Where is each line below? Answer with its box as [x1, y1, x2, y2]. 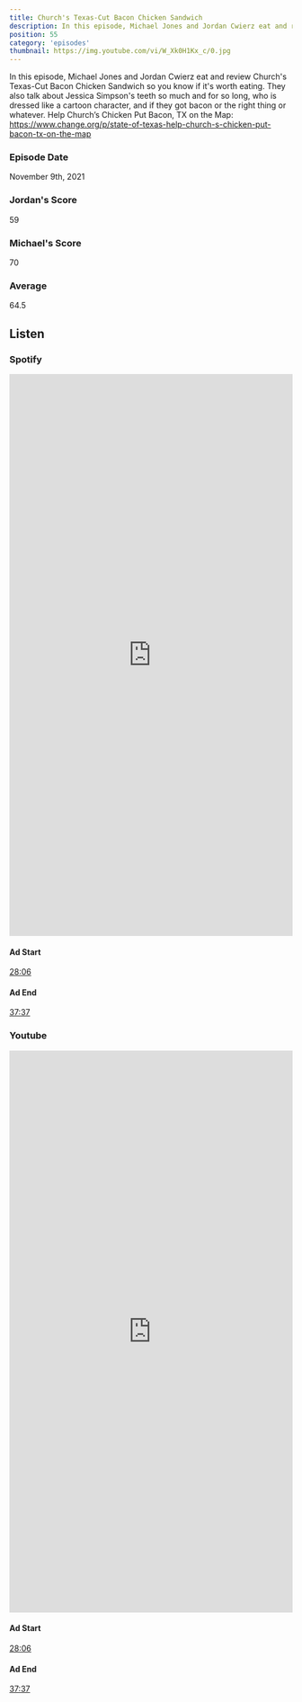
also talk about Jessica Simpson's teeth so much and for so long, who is [9, 91, 277, 102]
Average [9, 280, 48, 292]
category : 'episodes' [9, 38, 91, 48]
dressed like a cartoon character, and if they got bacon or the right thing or [9, 100, 287, 111]
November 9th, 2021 [9, 172, 85, 183]
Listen [9, 325, 45, 342]
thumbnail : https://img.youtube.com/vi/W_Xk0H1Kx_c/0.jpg [9, 47, 231, 56]
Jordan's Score [9, 194, 78, 207]
